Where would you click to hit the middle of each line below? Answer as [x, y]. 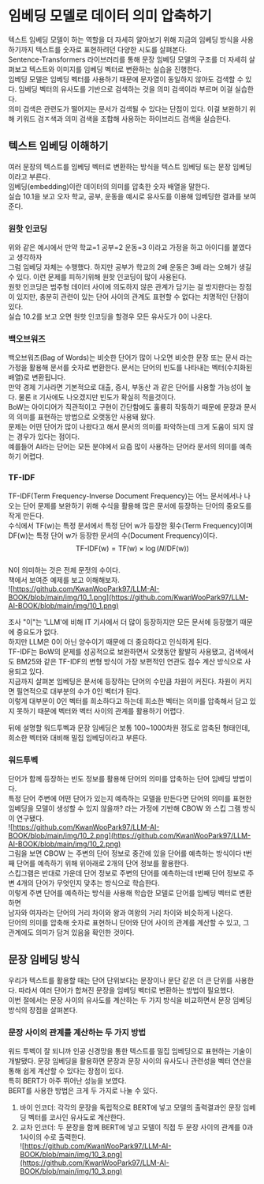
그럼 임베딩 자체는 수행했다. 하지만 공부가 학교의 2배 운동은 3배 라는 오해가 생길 [130, 267]
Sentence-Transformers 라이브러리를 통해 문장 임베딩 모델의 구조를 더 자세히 [128, 59]
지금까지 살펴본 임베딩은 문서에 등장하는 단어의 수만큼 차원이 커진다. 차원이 [123, 681]
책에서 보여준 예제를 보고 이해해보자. [64, 580]
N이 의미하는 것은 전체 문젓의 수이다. [64, 569]
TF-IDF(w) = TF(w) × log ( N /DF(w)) [132, 548]
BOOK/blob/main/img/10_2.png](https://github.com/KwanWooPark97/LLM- [130, 835]
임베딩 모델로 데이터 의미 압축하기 [110, 16]
